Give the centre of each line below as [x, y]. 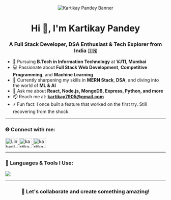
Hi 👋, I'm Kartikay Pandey [85, 28]
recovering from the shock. [41, 111]
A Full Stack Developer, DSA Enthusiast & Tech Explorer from [85, 44]
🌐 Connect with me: [31, 130]
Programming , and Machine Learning [53, 75]
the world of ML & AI [34, 85]
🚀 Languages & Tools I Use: [39, 163]
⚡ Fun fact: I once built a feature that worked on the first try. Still [80, 104]
